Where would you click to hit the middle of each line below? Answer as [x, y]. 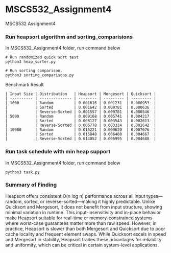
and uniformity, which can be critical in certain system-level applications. [82, 245]
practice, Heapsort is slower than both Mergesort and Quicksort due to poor [85, 228]
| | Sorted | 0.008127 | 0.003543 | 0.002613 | [81, 121]
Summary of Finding [31, 185]
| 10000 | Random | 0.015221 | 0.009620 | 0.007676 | [81, 130]
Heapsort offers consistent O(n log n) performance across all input [75, 196]
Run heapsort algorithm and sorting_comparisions [69, 37]
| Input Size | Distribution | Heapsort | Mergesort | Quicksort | [81, 94]
